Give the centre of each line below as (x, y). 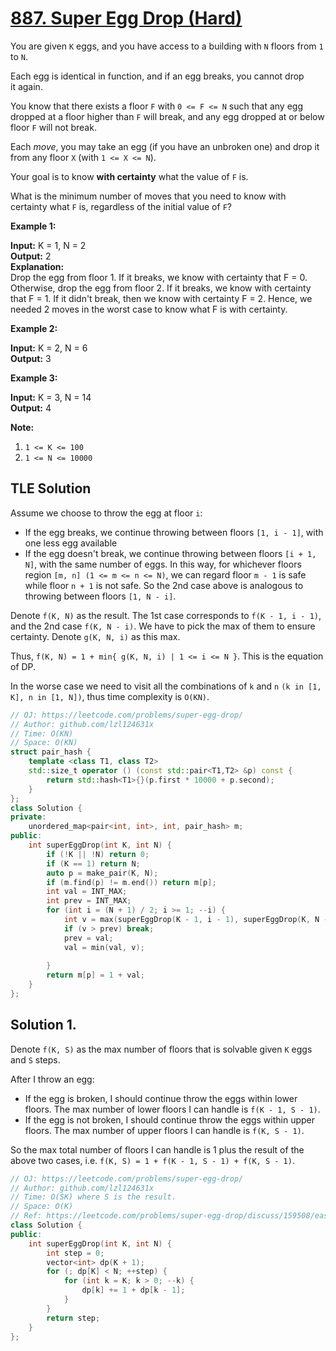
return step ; (73, 1318)
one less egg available (71, 543)
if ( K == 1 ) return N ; (93, 863)
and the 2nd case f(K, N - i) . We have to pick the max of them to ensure (163, 626)
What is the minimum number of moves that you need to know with (148, 196)
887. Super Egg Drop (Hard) (126, 18)
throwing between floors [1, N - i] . (100, 596)
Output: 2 (31, 256)
